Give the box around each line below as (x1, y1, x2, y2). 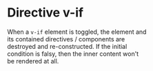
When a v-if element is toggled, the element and (7, 28, 147, 36)
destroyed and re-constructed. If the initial (7, 42, 127, 50)
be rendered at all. (7, 57, 59, 65)
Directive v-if (7, 5, 84, 21)
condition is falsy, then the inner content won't (7, 50, 139, 58)
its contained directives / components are (7, 34, 125, 43)
